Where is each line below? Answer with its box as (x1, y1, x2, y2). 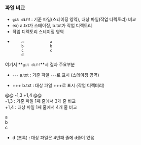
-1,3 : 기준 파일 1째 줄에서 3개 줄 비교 (5, 98, 76, 104)
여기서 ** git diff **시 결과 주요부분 (5, 61, 75, 67)
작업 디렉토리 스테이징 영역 (12, 29, 64, 35)
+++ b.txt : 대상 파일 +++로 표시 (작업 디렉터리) (12, 83, 105, 88)
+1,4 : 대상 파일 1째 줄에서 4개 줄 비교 (5, 104, 77, 110)
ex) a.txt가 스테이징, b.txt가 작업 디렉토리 (12, 23, 92, 29)
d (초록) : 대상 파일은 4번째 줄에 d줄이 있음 (12, 135, 95, 141)
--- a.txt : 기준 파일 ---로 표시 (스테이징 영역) (12, 72, 100, 78)
